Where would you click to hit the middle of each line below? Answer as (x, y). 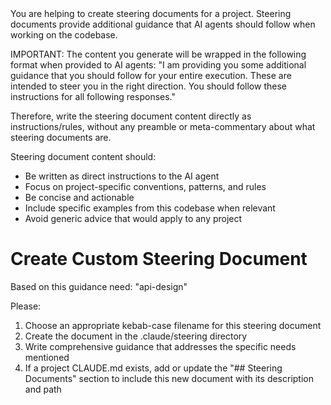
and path (43, 389)
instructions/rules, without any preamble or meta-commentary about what (163, 126)
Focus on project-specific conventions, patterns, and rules (145, 186)
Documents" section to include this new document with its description (169, 378)
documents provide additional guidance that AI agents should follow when (163, 24)
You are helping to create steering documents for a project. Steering (151, 13)
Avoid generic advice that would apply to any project (133, 218)
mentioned (47, 357)
